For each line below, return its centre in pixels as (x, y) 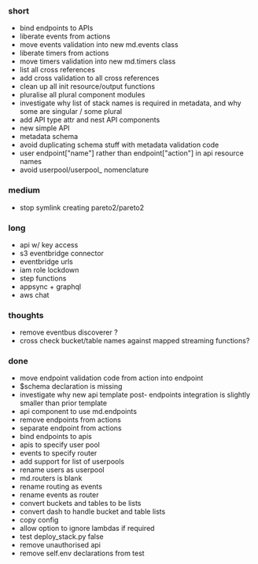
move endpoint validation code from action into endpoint (111, 378)
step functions (43, 278)
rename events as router (59, 495)
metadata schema (49, 137)
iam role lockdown (49, 269)
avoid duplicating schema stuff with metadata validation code (119, 145)
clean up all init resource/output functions (87, 86)
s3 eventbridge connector (62, 253)
